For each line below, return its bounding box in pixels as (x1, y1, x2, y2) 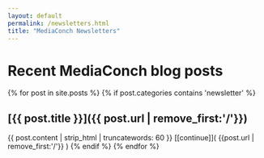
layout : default (7, 11, 62, 20)
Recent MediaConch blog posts (7, 61, 224, 80)
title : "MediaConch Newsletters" (7, 27, 121, 35)
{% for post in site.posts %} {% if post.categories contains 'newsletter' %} (7, 88, 256, 98)
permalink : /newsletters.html (7, 19, 110, 27)
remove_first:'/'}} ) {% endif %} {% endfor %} (7, 142, 160, 152)
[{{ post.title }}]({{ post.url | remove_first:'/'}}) (7, 111, 248, 125)
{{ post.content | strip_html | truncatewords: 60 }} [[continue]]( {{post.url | (7, 133, 254, 143)
